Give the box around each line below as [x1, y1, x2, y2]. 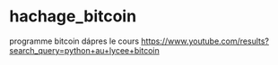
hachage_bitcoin [9, 6, 137, 27]
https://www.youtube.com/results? [141, 36, 269, 46]
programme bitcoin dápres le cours [9, 36, 140, 46]
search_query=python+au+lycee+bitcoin [9, 45, 160, 55]
